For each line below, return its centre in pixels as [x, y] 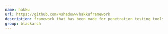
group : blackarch [23, 24]
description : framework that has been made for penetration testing [78, 19]
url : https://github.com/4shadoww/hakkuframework [58, 14]
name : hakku [17, 10]
